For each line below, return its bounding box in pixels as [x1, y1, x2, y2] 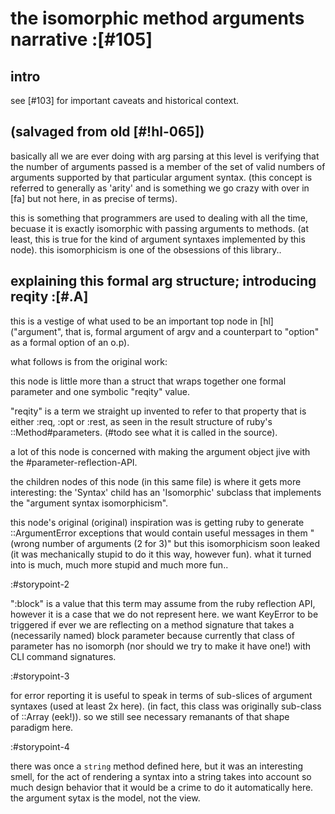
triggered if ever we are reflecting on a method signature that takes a [10, 618, 295, 631]
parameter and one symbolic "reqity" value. [10, 385, 190, 397]
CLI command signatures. [10, 650, 117, 662]
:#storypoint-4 [10, 740, 70, 752]
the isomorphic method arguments [10, 7, 305, 30]
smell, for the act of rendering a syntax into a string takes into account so [10, 770, 312, 782]
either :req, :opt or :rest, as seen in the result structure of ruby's [10, 415, 273, 427]
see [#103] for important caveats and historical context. [10, 95, 240, 106]
